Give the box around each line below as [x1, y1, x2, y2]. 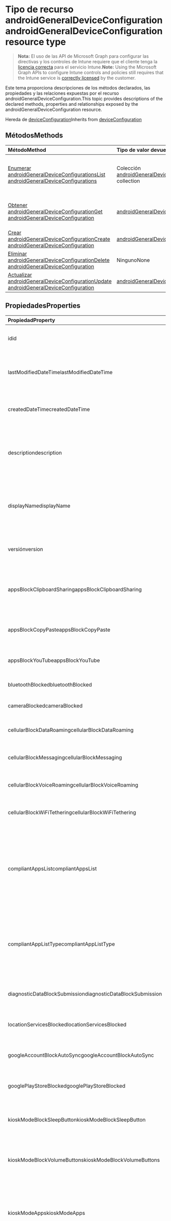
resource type [5, 36, 66, 48]
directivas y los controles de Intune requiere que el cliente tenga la [17, 58, 158, 64]
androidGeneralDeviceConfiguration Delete [8, 257, 110, 264]
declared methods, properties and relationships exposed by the [5, 101, 138, 107]
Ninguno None [116, 257, 150, 264]
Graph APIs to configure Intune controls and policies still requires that [17, 69, 164, 75]
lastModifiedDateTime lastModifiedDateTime [8, 368, 113, 376]
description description [8, 449, 62, 456]
